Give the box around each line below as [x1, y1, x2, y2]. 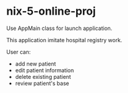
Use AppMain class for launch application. [6, 24, 113, 32]
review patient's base [15, 80, 69, 87]
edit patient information [15, 66, 74, 74]
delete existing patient [15, 73, 71, 80]
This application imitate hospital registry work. [6, 36, 123, 43]
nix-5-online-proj [6, 4, 96, 18]
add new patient [15, 60, 56, 67]
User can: [6, 48, 31, 56]
